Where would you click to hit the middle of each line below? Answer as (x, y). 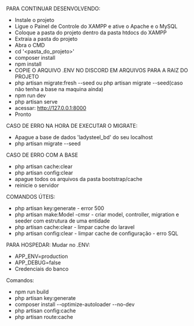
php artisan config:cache (45, 311)
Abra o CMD (30, 45)
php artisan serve (36, 102)
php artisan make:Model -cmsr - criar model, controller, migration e (97, 214)
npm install (28, 64)
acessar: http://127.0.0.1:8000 (51, 108)
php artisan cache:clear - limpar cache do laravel (75, 227)
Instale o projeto (34, 20)
